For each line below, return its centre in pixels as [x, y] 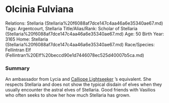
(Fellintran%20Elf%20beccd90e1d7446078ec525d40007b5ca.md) [75, 55]
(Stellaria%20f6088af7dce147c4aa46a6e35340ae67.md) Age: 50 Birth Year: [85, 34]
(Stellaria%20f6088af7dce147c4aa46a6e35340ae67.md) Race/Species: [80, 44]
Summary [18, 68]
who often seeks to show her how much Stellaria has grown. [68, 95]
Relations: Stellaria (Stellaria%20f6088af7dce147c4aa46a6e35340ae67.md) [84, 23]
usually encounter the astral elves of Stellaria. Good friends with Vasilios [80, 90]
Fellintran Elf [18, 50]
